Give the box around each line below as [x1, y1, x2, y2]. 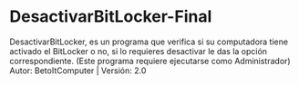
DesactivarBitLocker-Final [9, 6, 212, 27]
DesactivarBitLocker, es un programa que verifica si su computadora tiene [9, 36, 289, 47]
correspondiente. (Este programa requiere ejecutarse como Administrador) [9, 55, 291, 66]
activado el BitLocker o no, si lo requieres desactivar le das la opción [9, 45, 267, 56]
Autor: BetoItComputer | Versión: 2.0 [9, 65, 147, 76]
